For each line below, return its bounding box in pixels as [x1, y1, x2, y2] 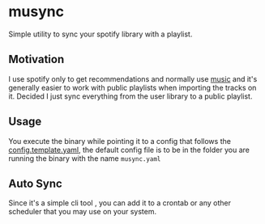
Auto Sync [8, 176, 62, 190]
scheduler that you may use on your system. [8, 207, 157, 217]
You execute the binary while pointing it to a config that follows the [8, 136, 231, 146]
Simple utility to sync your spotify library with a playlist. [8, 29, 193, 39]
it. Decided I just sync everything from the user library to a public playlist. [8, 91, 253, 101]
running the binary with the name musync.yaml [8, 153, 161, 163]
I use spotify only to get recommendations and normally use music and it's [8, 74, 258, 83]
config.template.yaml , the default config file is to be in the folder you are [8, 145, 250, 154]
